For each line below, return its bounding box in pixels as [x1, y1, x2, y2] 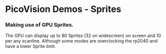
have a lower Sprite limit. [5, 43, 56, 49]
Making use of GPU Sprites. [5, 21, 74, 28]
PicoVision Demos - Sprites [5, 3, 121, 15]
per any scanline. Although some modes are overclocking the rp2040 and [5, 38, 158, 44]
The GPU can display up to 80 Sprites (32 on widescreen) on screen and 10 [5, 32, 161, 38]
